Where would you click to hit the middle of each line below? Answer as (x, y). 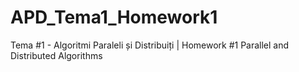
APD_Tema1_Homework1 (114, 17)
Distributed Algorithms (56, 55)
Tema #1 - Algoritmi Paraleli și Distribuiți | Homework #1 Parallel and (150, 45)
